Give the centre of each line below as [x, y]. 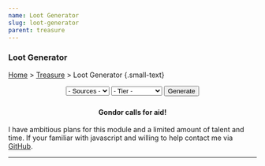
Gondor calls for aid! [132, 112]
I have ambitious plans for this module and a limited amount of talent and [126, 130]
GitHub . [21, 146]
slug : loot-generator [44, 23]
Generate [181, 91]
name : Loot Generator [44, 15]
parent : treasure [37, 30]
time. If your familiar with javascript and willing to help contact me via [121, 138]
